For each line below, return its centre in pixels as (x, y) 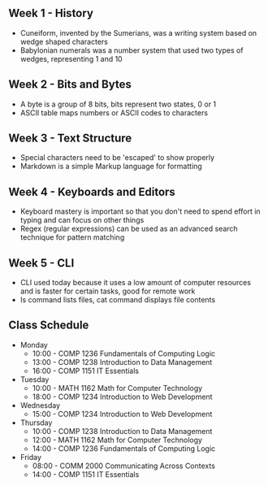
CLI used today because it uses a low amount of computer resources (136, 283)
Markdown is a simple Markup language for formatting (111, 167)
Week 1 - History (51, 13)
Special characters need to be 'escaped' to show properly (117, 158)
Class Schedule (49, 325)
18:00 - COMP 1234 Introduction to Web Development (122, 397)
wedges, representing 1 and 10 (71, 59)
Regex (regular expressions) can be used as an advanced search (129, 229)
